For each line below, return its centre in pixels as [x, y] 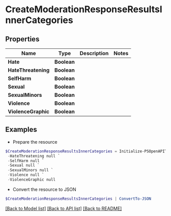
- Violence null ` [26, 175]
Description [94, 53]
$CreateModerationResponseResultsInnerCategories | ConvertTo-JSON [78, 199]
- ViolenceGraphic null [32, 180]
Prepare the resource [35, 142]
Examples [21, 130]
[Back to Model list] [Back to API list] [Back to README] [64, 208]
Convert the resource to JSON [44, 189]
